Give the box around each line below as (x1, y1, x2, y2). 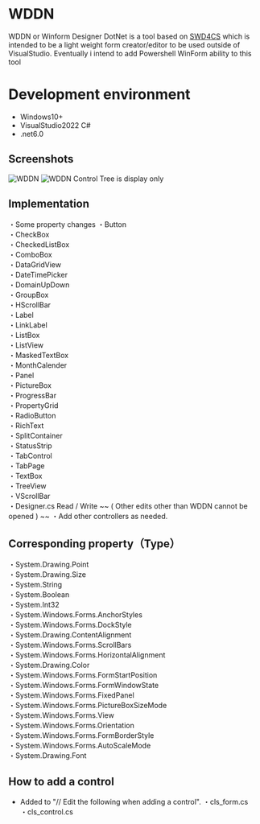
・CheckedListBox (8, 239, 70, 249)
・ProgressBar (8, 390, 57, 400)
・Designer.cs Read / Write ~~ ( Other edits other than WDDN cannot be (8, 501, 248, 511)
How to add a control (8, 774, 114, 789)
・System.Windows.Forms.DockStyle (8, 620, 132, 630)
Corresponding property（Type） (8, 537, 181, 550)
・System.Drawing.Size (8, 570, 87, 579)
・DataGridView (8, 259, 62, 270)
